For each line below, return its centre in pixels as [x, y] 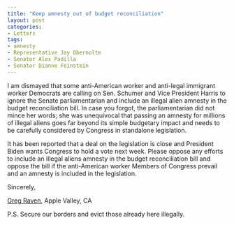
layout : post [26, 20]
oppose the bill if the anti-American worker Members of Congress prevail [112, 166]
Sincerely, [22, 187]
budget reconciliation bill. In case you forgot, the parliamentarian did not [111, 108]
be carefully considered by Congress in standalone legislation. [97, 130]
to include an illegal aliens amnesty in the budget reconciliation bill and [109, 159]
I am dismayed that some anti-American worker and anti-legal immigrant [111, 85]
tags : [15, 40]
